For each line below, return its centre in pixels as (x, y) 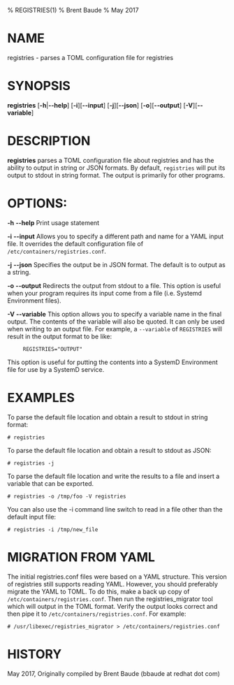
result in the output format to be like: (60, 336)
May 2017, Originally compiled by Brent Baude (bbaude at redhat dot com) (114, 673)
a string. (19, 272)
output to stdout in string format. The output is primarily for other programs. (116, 175)
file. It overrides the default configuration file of (75, 243)
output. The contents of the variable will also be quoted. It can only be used (116, 322)
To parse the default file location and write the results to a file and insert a (114, 476)
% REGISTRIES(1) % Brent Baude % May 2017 (73, 10)
